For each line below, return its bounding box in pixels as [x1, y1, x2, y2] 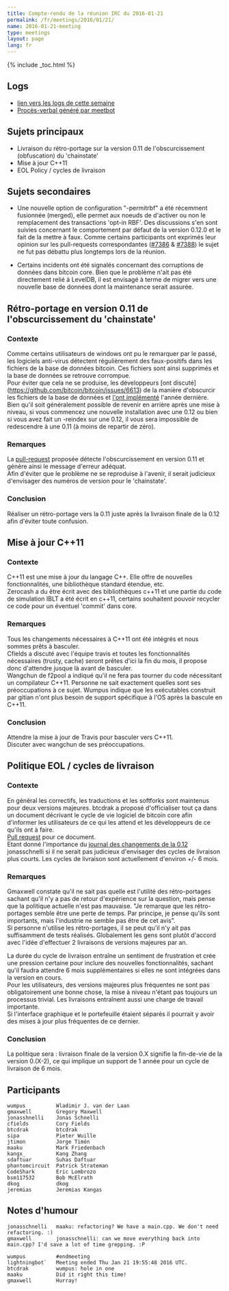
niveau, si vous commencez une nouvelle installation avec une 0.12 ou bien [7, 408, 218, 416]
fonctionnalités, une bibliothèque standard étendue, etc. [7, 580, 165, 588]
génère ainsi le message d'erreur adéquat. [7, 462, 126, 470]
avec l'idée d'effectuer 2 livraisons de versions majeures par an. [7, 938, 188, 946]
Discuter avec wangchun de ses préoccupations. [7, 740, 145, 748]
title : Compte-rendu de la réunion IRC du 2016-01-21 [7, 10, 164, 17]
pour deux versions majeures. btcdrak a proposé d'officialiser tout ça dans [7, 804, 217, 812]
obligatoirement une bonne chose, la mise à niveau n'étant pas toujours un [7, 988, 217, 996]
